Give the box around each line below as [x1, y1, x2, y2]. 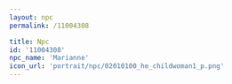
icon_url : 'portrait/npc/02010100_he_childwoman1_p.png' [9, 62, 225, 71]
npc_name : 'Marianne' [9, 54, 90, 63]
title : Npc [9, 37, 50, 46]
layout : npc [9, 12, 53, 22]
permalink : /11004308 [9, 21, 90, 30]
